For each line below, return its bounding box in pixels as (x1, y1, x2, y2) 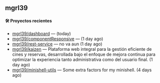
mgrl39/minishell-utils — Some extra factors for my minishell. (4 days (12, 67, 152, 73)
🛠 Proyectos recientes (5, 18, 52, 23)
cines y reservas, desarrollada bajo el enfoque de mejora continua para (12, 51, 156, 57)
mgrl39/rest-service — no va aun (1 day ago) (12, 41, 102, 47)
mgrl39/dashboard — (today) (12, 30, 71, 36)
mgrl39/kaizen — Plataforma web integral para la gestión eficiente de (12, 46, 152, 52)
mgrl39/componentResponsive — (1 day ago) (12, 36, 103, 41)
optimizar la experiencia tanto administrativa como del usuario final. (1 (12, 56, 153, 62)
